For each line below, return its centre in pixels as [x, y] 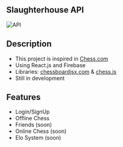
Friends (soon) [33, 125]
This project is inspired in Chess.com [61, 59]
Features [23, 97]
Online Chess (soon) [41, 131]
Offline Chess [32, 118]
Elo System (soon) [38, 138]
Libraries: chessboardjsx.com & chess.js [66, 71]
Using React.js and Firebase [50, 65]
